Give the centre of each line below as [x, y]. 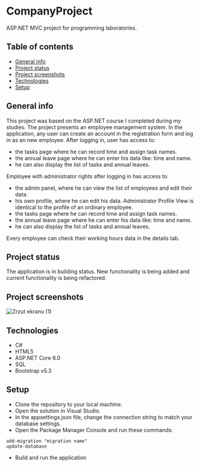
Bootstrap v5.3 [33, 371]
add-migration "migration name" [47, 441]
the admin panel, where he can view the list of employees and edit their [104, 188]
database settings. [38, 424]
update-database [27, 446]
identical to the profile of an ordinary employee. [74, 207]
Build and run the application [51, 457]
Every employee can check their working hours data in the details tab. [93, 238]
